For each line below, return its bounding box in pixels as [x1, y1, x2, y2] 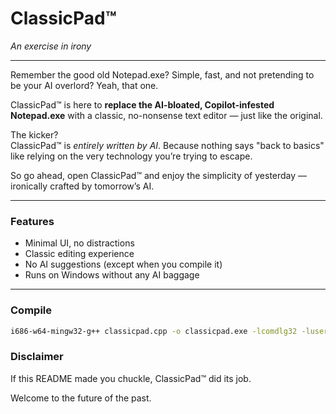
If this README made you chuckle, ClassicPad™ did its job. [10, 372, 252, 384]
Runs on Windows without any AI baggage [24, 269, 200, 281]
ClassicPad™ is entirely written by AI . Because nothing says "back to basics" [10, 139, 325, 151]
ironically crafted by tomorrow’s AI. [10, 180, 155, 192]
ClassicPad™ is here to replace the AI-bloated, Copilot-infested [10, 98, 275, 111]
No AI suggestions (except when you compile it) [24, 258, 223, 271]
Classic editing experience [24, 248, 135, 260]
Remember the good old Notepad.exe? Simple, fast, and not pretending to [10, 68, 315, 81]
